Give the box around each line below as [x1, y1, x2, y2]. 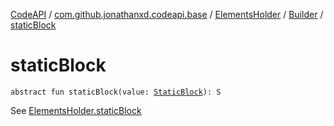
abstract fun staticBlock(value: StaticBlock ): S [10, 87, 222, 97]
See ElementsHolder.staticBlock [10, 104, 142, 116]
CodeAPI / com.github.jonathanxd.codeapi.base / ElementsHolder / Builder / [10, 9, 324, 20]
